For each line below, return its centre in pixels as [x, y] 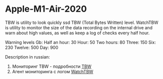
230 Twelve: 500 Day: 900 [32, 47]
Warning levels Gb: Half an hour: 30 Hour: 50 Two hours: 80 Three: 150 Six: [81, 42]
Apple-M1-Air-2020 [46, 9]
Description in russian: [27, 57]
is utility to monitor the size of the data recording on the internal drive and [79, 27]
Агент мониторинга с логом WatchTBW [53, 71]
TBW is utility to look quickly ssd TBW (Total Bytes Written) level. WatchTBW [82, 22]
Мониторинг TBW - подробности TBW [52, 66]
